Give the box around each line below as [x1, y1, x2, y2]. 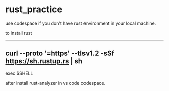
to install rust [5, 30, 32, 36]
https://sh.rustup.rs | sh [5, 57, 83, 66]
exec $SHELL [5, 70, 33, 76]
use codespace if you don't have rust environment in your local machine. [5, 20, 156, 26]
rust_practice [5, 4, 63, 15]
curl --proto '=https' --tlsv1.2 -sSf [5, 49, 115, 58]
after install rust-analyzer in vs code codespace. [5, 80, 106, 86]
